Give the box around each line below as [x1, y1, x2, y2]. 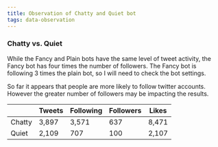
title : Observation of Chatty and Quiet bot [7, 10, 136, 17]
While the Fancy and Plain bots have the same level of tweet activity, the [7, 54, 211, 62]
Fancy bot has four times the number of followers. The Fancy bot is [7, 62, 197, 70]
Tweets [38, 105, 64, 115]
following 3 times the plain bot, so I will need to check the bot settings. [7, 69, 206, 77]
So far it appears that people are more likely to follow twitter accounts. [7, 82, 206, 90]
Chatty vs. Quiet [7, 39, 63, 49]
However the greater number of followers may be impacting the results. [7, 90, 209, 98]
